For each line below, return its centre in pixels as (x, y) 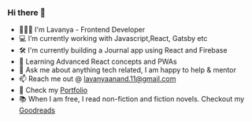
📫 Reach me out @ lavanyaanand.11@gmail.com (97, 79)
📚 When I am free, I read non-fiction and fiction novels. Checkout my (132, 99)
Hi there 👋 (27, 13)
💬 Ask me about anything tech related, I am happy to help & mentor (128, 70)
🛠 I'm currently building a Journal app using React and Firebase (123, 50)
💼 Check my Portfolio (53, 91)
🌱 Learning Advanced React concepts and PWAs (98, 61)
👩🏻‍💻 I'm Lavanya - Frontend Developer (82, 30)
